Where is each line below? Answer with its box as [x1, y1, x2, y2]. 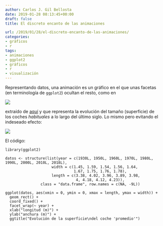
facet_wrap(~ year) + [9, 203, 54, 208]
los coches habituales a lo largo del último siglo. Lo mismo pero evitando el [5, 114, 159, 120]
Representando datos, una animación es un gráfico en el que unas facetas [5, 85, 157, 90]
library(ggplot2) [5, 147, 41, 152]
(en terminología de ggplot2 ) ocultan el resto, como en [5, 90, 116, 96]
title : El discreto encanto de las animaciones [5, 21, 105, 26]
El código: [5, 138, 26, 143]
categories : [5, 34, 30, 39]
